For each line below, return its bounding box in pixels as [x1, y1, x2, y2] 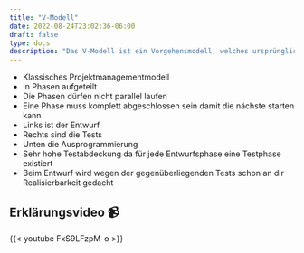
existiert [22, 158, 53, 169]
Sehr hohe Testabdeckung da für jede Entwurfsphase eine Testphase [22, 148, 282, 159]
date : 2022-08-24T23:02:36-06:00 [9, 22, 136, 31]
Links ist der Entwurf [22, 119, 100, 131]
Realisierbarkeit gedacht [22, 177, 114, 188]
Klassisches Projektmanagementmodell [22, 71, 170, 82]
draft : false [9, 30, 59, 39]
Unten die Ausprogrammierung [22, 139, 138, 150]
